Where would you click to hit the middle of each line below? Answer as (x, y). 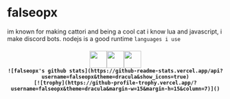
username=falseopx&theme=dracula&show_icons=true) (115, 76)
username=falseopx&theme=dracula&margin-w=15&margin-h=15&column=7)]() (115, 89)
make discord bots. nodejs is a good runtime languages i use (94, 38)
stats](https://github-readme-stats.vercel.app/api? (146, 71)
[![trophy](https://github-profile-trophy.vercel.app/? (115, 83)
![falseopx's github (37, 71)
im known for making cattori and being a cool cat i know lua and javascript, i (115, 31)
